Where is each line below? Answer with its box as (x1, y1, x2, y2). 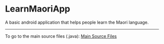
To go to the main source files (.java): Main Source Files (5, 33, 117, 39)
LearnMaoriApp (5, 3, 70, 15)
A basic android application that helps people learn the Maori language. (5, 19, 149, 25)
